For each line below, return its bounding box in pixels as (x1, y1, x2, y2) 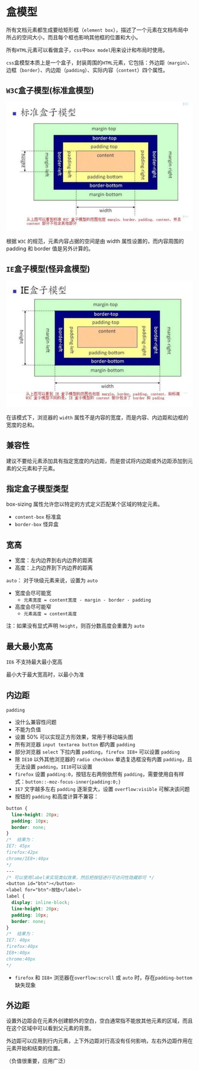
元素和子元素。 (21, 465, 58, 472)
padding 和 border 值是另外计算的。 (6, 245, 94, 252)
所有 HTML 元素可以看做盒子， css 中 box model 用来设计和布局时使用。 (6, 46, 168, 54)
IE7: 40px (6, 937, 31, 943)
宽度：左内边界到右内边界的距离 (14, 557, 93, 564)
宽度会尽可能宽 (14, 590, 52, 597)
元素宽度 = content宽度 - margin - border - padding (23, 597, 151, 603)
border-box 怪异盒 (14, 521, 59, 528)
